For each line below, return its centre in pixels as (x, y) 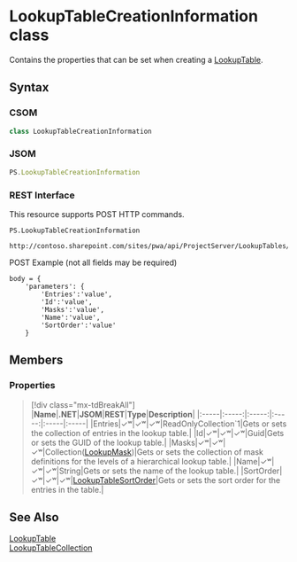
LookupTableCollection (51, 548)
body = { (25, 278)
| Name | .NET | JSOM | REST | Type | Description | (113, 414)
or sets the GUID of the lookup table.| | (101, 442)
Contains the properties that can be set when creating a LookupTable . (136, 59)
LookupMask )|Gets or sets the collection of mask (174, 452)
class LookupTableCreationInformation (80, 131)
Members (36, 360)
